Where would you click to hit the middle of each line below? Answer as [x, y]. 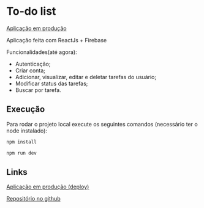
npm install [21, 142]
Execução [26, 110]
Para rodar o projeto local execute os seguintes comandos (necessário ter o [102, 124]
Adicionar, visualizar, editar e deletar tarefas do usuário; [86, 77]
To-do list [31, 11]
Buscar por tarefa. [38, 90]
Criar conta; [30, 70]
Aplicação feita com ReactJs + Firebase [57, 40]
